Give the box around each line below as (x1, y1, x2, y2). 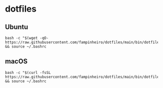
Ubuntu (5, 23, 28, 31)
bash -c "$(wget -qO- (5, 35, 49, 40)
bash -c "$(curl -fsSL (5, 70, 51, 75)
